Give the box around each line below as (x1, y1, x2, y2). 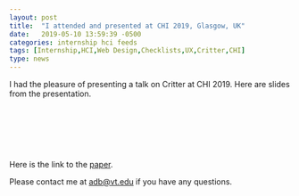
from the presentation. (9, 88, 92, 99)
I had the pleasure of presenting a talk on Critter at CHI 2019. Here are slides (9, 79, 290, 89)
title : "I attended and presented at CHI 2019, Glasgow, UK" (9, 21, 245, 30)
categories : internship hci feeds (9, 37, 138, 47)
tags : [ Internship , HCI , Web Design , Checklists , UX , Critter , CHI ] (9, 46, 245, 55)
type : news (9, 54, 50, 63)
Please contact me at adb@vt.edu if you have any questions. (9, 176, 233, 187)
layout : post (9, 12, 58, 22)
